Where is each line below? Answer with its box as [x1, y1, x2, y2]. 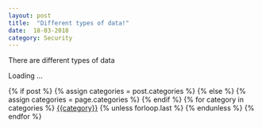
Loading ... [8, 71, 44, 80]
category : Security [8, 33, 73, 42]
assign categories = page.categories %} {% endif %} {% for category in [8, 95, 245, 104]
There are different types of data [8, 56, 115, 65]
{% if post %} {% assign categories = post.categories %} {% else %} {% [8, 87, 246, 96]
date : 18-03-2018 [8, 26, 69, 34]
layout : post [8, 11, 52, 20]
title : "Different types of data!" [8, 19, 129, 27]
